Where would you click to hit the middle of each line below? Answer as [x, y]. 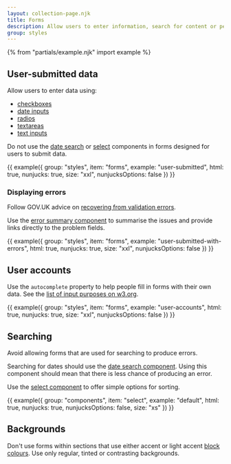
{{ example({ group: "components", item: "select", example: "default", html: [113, 400]
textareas [31, 126]
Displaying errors [37, 192]
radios [26, 118]
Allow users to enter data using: [52, 91]
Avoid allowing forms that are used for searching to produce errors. [102, 352]
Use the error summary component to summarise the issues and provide [110, 220]
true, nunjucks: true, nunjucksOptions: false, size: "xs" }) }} [91, 408]
